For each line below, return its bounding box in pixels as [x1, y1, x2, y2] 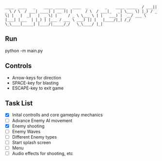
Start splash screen [12, 139, 51, 145]
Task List [5, 99, 33, 107]
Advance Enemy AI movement [12, 117, 73, 124]
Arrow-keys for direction [12, 74, 62, 80]
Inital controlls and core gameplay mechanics [12, 112, 103, 118]
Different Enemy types [12, 134, 57, 140]
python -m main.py [5, 48, 43, 54]
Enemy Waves [12, 128, 41, 134]
